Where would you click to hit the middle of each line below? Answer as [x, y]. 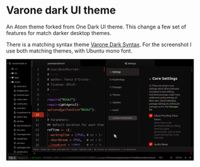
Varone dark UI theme [61, 10]
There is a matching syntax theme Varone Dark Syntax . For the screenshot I [99, 44]
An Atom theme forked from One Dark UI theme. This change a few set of [96, 27]
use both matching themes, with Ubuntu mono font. [69, 50]
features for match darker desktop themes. [59, 33]
